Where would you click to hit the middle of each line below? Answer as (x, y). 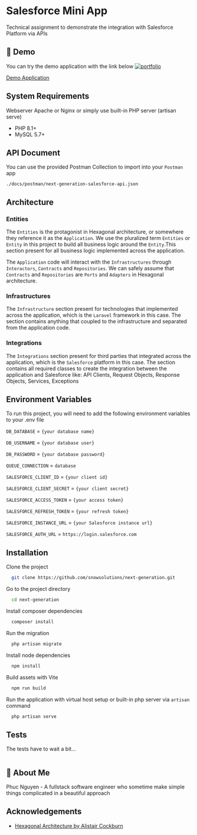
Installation (27, 553)
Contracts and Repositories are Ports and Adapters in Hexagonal (85, 275)
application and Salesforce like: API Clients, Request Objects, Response (93, 374)
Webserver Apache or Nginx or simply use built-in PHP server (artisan (91, 110)
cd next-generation (35, 600)
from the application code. (38, 328)
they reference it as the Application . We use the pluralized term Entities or (98, 238)
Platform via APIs (27, 33)
